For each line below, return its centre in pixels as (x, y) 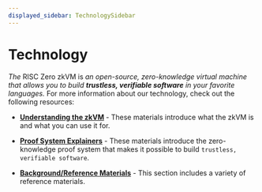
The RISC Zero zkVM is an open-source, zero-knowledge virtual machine (127, 77)
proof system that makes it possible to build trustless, (147, 149)
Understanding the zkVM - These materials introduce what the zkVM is (137, 117)
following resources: (41, 102)
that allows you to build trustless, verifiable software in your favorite (122, 85)
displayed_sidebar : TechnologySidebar (72, 15)
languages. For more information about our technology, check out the (122, 93)
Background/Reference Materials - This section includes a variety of (133, 173)
